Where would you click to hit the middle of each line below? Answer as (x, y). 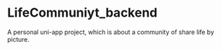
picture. (19, 39)
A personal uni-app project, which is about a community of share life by (111, 32)
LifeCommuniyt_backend (82, 13)
